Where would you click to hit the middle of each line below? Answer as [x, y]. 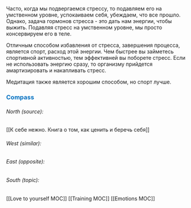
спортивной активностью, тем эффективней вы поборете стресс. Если [96, 58]
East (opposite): [26, 162]
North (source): [25, 111]
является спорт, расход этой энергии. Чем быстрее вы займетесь [90, 52]
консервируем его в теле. [39, 34]
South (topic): [23, 180]
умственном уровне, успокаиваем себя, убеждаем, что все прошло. [93, 15]
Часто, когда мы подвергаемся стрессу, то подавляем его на [84, 9]
